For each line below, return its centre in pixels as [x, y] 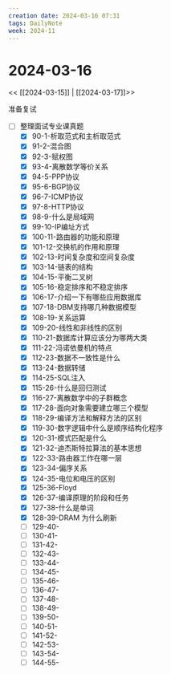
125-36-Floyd [55, 487]
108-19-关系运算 [59, 317]
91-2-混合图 [51, 146]
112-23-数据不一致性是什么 [76, 357]
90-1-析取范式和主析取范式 [76, 136]
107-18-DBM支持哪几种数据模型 [84, 307]
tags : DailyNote [35, 23]
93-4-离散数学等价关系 [70, 166]
